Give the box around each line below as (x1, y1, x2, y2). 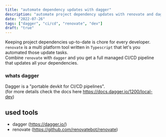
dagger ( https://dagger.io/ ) (12, 121, 67, 127)
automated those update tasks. (5, 50, 68, 56)
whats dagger (5, 72, 40, 79)
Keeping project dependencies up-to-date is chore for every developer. (5, 39, 151, 45)
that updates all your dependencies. (5, 60, 79, 66)
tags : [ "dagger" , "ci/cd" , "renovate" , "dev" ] (5, 21, 103, 26)
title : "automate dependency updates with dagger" (5, 7, 112, 12)
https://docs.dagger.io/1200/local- (83, 89, 153, 95)
